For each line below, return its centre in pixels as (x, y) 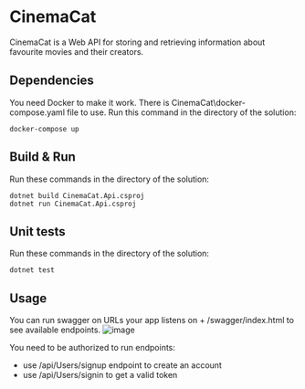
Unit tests (37, 231)
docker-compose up (44, 129)
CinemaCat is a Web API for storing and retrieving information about (137, 42)
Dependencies (52, 81)
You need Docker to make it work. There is (89, 102)
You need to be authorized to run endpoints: (93, 348)
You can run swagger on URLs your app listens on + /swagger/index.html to (152, 321)
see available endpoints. (55, 330)
